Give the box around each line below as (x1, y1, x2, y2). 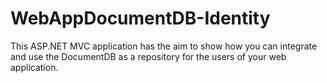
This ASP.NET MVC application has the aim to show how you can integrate (10, 40, 318, 52)
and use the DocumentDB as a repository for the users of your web (10, 50, 287, 62)
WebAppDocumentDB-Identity (10, 7, 271, 30)
